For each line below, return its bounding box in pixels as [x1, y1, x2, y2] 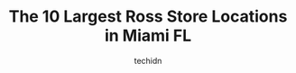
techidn [134, 55, 162, 66]
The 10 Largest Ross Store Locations [8, 6, 288, 27]
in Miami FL [104, 25, 192, 46]
